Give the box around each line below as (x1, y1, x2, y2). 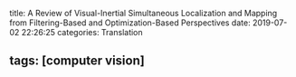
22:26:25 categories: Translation (21, 27, 143, 37)
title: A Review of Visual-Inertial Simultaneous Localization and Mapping (9, 8, 278, 18)
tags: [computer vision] (9, 53, 145, 69)
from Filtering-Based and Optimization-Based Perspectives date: (9, 17, 251, 28)
